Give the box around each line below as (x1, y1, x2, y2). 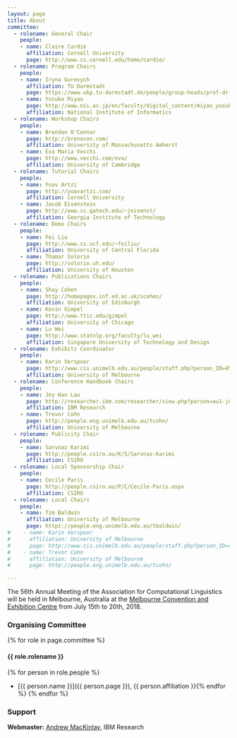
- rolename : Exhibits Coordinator (13, 345, 115, 352)
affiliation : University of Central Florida (25, 246, 159, 254)
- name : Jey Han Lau (20, 391, 80, 398)
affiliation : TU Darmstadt (25, 83, 106, 90)
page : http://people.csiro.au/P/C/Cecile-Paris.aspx (25, 483, 185, 490)
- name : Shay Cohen (20, 286, 78, 293)
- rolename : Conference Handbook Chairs (13, 378, 134, 385)
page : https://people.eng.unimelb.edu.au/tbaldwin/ (25, 523, 181, 530)
